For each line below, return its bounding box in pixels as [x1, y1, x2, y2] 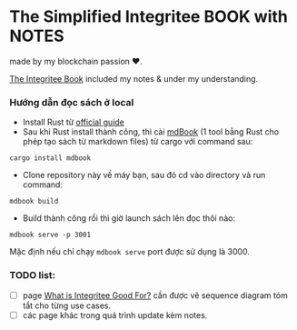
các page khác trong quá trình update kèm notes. [22, 309, 208, 320]
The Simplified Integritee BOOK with [9, 6, 288, 27]
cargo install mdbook [9, 154, 92, 163]
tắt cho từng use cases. [22, 300, 112, 311]
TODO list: [9, 269, 56, 282]
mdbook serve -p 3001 [9, 230, 92, 240]
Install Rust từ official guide [22, 116, 125, 128]
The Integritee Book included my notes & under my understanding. [9, 73, 259, 84]
